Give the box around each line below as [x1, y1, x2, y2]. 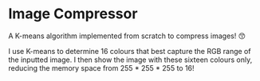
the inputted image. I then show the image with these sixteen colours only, [8, 55, 253, 64]
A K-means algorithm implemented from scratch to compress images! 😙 [8, 31, 246, 40]
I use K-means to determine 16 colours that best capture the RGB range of [8, 46, 251, 56]
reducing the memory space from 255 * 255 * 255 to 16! [8, 63, 195, 72]
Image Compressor [8, 5, 138, 23]
